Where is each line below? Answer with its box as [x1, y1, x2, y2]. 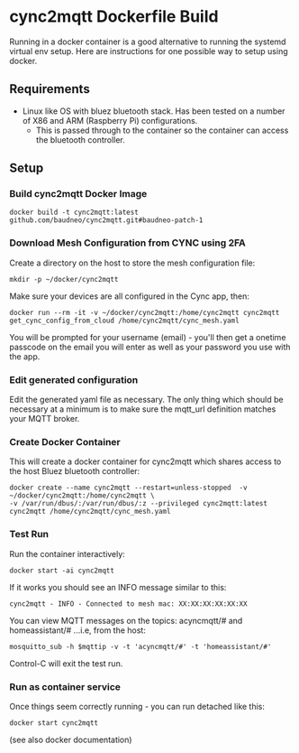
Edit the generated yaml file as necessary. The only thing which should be [9, 395, 284, 405]
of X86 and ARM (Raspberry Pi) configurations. [22, 115, 198, 125]
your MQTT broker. [9, 414, 80, 424]
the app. [9, 350, 41, 362]
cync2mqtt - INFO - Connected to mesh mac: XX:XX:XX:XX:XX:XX [9, 599, 248, 609]
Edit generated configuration [9, 373, 139, 386]
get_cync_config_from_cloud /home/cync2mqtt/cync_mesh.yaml [9, 316, 240, 325]
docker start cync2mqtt [9, 718, 99, 728]
